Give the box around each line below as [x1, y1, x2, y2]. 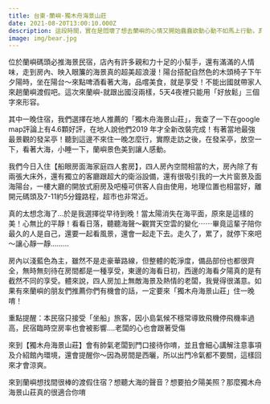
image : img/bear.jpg [8, 34, 78, 43]
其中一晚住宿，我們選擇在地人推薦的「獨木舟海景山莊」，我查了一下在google [8, 114, 260, 124]
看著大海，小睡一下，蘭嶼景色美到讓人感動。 [22, 145, 170, 154]
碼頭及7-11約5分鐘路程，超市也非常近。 [22, 192, 153, 202]
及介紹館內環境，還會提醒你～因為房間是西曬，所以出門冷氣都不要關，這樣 [8, 350, 255, 360]
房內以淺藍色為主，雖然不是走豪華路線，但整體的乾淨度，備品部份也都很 [8, 256, 247, 266]
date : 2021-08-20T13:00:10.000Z [8, 19, 117, 27]
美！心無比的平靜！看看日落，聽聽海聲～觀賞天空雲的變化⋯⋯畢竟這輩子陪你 [8, 218, 262, 229]
